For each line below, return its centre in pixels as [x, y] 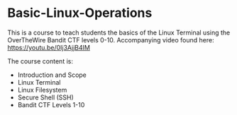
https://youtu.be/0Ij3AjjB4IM [49, 47]
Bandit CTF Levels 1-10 [51, 104]
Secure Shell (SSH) [46, 97]
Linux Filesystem [42, 90]
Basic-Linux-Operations [80, 13]
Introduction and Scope [52, 75]
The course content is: [40, 61]
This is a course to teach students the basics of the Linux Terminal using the [119, 32]
